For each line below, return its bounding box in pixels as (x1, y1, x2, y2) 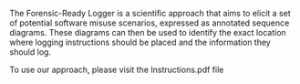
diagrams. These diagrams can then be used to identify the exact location (9, 27, 287, 37)
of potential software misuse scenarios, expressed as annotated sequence (9, 17, 290, 28)
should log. (9, 47, 52, 58)
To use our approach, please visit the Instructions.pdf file (9, 64, 224, 75)
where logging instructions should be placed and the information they (9, 37, 271, 47)
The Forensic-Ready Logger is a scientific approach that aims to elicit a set (9, 8, 291, 18)
